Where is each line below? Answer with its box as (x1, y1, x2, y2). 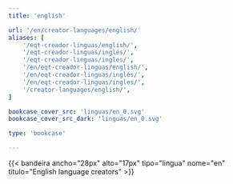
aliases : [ (8, 34, 45, 42)
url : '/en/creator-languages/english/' (8, 26, 142, 34)
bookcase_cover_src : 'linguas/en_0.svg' (8, 107, 146, 116)
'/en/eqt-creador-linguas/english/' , (22, 63, 149, 72)
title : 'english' (8, 11, 66, 20)
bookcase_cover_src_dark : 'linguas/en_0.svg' (8, 115, 163, 123)
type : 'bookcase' (8, 130, 66, 138)
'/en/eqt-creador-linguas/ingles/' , (22, 78, 146, 86)
